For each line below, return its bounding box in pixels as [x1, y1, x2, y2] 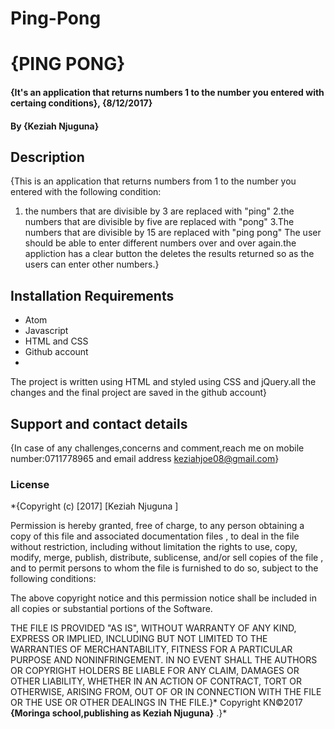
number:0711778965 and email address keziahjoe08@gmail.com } [10, 453, 280, 464]
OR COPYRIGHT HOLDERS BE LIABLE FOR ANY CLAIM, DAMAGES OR [10, 665, 300, 677]
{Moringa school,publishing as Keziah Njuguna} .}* [10, 707, 228, 719]
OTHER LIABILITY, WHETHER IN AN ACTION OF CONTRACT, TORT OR [10, 675, 302, 687]
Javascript [24, 325, 69, 337]
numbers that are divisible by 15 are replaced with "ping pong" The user [24, 227, 322, 239]
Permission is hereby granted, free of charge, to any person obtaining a [10, 520, 305, 532]
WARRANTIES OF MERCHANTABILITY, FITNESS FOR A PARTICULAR [10, 643, 293, 656]
